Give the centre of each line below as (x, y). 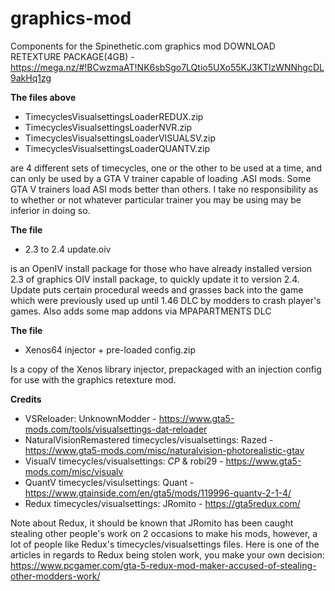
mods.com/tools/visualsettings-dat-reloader (116, 429)
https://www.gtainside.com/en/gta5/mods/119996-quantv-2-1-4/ (158, 493)
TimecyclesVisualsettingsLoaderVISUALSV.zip (120, 138)
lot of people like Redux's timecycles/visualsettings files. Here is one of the (165, 544)
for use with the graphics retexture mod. (93, 379)
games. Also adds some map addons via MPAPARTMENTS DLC (141, 311)
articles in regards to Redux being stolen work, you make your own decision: (167, 554)
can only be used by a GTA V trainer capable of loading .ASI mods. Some (161, 178)
